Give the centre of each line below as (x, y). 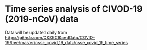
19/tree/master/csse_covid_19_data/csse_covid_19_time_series (66, 42)
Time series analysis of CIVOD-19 (74, 9)
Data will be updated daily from (36, 32)
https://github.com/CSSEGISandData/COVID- (50, 37)
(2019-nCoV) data (42, 19)
